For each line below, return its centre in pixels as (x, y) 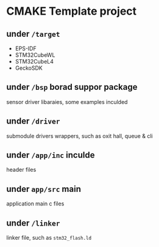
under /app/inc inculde (51, 155)
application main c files (35, 204)
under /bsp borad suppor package (72, 87)
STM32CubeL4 (34, 61)
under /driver (33, 121)
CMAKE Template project (72, 11)
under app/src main (44, 189)
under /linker (33, 223)
